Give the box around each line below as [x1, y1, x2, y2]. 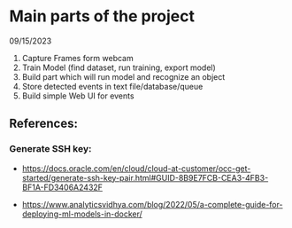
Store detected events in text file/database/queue [21, 81, 204, 91]
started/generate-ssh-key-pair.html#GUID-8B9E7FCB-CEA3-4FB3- [21, 172, 269, 183]
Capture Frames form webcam [21, 52, 134, 63]
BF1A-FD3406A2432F [21, 182, 104, 193]
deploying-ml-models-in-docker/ [21, 208, 143, 219]
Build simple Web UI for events [21, 90, 134, 101]
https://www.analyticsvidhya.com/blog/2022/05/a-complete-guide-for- [21, 199, 283, 209]
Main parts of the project [9, 6, 196, 27]
